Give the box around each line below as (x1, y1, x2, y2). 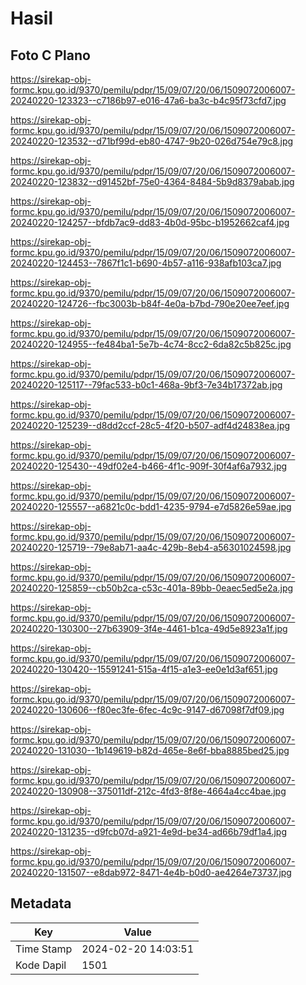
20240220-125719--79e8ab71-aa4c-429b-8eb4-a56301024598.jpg (10, 542, 292, 553)
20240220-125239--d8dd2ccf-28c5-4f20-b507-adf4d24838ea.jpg (10, 420, 291, 431)
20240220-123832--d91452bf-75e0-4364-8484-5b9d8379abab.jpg (10, 176, 295, 187)
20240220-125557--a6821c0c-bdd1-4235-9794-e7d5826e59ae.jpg (10, 501, 292, 512)
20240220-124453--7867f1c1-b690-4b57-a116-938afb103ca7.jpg (10, 257, 282, 269)
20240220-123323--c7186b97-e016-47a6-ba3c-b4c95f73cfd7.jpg (10, 95, 287, 106)
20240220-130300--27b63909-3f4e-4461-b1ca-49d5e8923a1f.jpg (10, 623, 288, 634)
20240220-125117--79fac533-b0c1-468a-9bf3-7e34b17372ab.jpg (10, 379, 283, 391)
